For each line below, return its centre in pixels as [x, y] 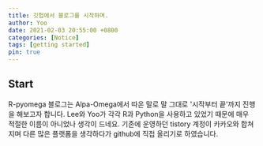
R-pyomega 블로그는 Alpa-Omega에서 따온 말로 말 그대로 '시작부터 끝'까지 [124, 104]
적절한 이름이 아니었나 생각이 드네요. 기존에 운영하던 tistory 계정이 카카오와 [124, 124]
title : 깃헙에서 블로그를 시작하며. [58, 15]
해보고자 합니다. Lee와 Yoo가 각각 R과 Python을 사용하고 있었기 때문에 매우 [133, 114]
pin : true [24, 52]
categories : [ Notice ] [44, 37]
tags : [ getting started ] [49, 45]
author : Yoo [28, 23]
